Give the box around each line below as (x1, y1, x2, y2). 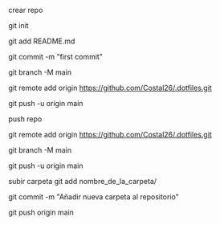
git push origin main (8, 207, 75, 217)
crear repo (8, 6, 43, 14)
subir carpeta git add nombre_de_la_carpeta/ (8, 177, 157, 186)
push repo (8, 114, 43, 124)
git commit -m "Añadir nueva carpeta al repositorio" (8, 192, 179, 202)
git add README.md (8, 36, 75, 46)
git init (8, 21, 30, 30)
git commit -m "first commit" (8, 52, 103, 61)
